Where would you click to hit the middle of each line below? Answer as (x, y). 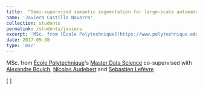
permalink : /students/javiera (44, 29)
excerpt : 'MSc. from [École (42, 34)
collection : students (34, 23)
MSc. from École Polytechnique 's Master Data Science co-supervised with (99, 63)
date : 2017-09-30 (28, 40)
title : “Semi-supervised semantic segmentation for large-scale (90, 12)
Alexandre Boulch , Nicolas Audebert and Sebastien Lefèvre (80, 69)
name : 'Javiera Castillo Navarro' (50, 18)
